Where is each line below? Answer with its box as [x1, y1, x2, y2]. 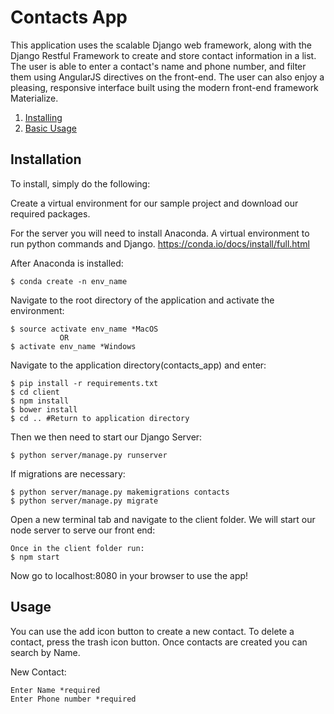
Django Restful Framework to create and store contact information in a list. [10, 49, 317, 61]
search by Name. [10, 646, 81, 658]
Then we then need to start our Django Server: [10, 431, 203, 443]
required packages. [10, 207, 91, 220]
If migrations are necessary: [10, 467, 126, 480]
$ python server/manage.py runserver [10, 450, 168, 460]
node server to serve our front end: [10, 524, 156, 536]
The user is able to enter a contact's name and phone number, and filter [10, 60, 307, 72]
